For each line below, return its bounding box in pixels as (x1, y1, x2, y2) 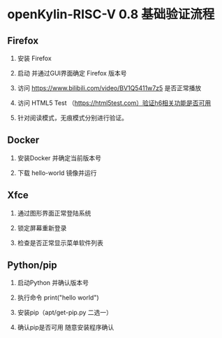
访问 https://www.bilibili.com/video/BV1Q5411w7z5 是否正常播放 (17, 84, 202, 92)
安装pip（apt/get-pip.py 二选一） (17, 309, 113, 317)
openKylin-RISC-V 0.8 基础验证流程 (7, 6, 215, 22)
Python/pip (7, 260, 57, 272)
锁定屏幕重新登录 (17, 223, 67, 232)
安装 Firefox (17, 54, 52, 62)
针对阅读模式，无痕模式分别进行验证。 (17, 113, 128, 122)
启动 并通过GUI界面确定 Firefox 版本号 (17, 69, 127, 77)
